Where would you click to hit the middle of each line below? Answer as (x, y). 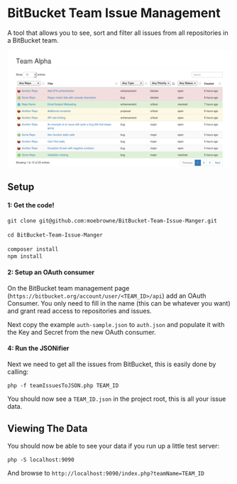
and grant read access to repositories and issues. (80, 311)
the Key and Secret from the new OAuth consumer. (82, 332)
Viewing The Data (48, 429)
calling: (18, 372)
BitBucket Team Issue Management (114, 13)
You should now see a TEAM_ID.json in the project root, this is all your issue (117, 399)
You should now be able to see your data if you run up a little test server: (114, 446)
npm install (25, 257)
